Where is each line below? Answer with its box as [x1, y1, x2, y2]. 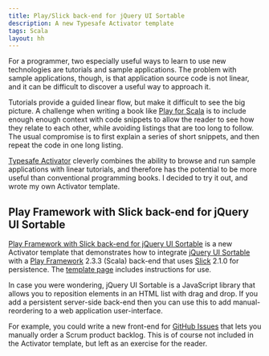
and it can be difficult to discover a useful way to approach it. [8, 82, 211, 92]
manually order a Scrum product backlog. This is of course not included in [8, 330, 255, 340]
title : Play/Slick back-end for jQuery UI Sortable [8, 11, 185, 20]
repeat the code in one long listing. [8, 140, 124, 150]
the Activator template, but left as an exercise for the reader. [8, 339, 207, 349]
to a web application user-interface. [44, 306, 163, 316]
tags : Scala [8, 27, 48, 35]
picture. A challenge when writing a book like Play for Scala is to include [8, 106, 247, 116]
